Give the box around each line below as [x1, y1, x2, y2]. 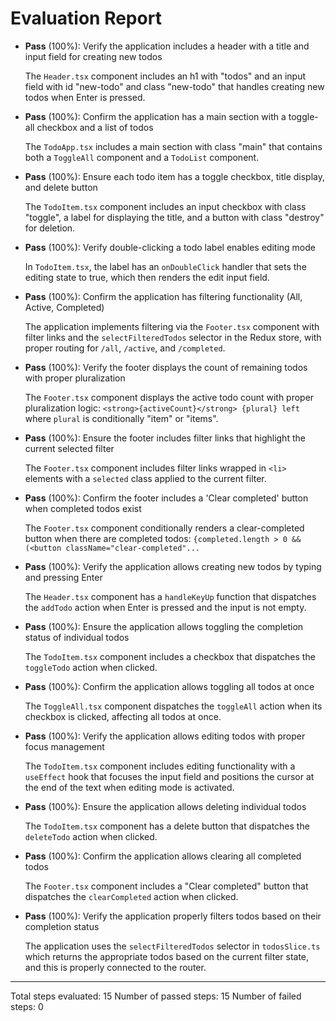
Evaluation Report [10, 7, 162, 30]
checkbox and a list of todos [36, 121, 154, 133]
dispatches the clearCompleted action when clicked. [24, 890, 239, 902]
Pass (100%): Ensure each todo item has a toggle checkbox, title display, [24, 170, 325, 182]
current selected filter [24, 442, 115, 454]
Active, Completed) [24, 301, 105, 313]
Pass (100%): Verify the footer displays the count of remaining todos [24, 361, 308, 373]
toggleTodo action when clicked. [24, 661, 158, 673]
